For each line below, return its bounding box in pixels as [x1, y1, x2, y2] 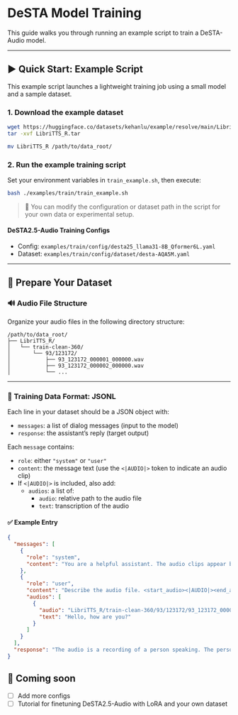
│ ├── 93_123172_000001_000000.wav [7, 356, 144, 363]
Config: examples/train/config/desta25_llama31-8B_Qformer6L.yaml [17, 242, 216, 251]
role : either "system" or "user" [17, 457, 107, 465]
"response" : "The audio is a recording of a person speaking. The [13, 646, 214, 654]
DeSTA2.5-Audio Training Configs [7, 226, 110, 235]
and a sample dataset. [7, 89, 72, 98]
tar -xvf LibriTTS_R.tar [7, 130, 81, 137]
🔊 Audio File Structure [7, 298, 88, 308]
